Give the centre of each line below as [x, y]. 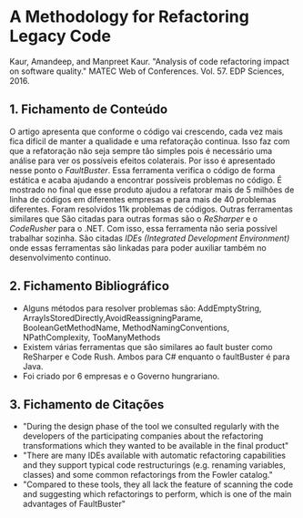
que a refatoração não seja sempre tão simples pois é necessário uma [141, 150]
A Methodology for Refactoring [130, 17]
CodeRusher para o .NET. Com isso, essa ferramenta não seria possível [143, 228]
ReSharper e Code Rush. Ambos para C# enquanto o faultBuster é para [156, 357]
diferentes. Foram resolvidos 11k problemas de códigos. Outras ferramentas [151, 209]
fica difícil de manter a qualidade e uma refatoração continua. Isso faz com [150, 141]
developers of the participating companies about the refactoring [143, 436]
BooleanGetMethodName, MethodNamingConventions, [126, 327]
